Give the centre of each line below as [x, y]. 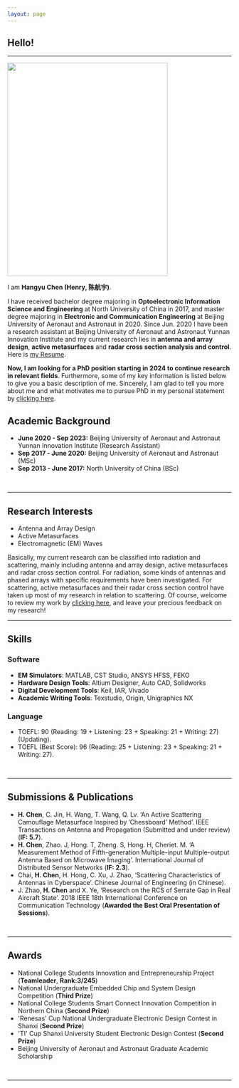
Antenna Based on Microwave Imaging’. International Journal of [111, 859]
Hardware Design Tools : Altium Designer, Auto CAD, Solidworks [112, 682]
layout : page [27, 14]
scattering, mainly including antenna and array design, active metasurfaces [118, 565]
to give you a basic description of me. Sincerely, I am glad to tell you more [116, 383]
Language [25, 716]
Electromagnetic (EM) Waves [60, 544]
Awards [25, 956]
